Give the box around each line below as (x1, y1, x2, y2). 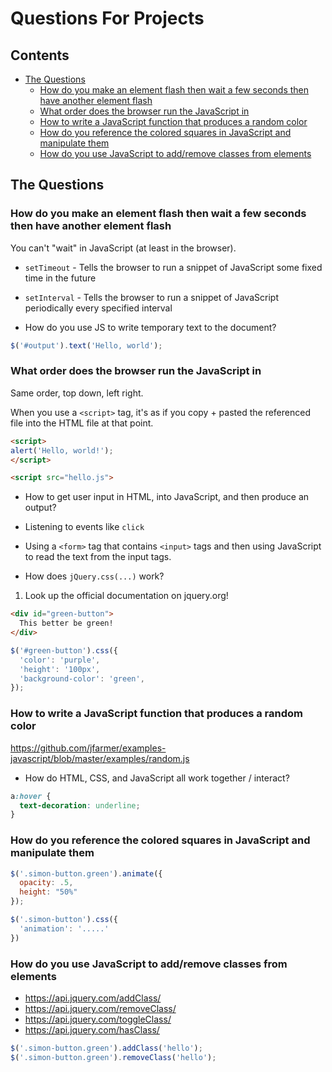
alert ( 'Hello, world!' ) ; (10, 445, 114, 456)
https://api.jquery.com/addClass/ (24, 992, 162, 1004)
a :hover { (10, 791, 52, 801)
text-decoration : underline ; (19, 800, 141, 811)
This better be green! (19, 618, 114, 629)
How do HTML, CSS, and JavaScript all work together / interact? (24, 772, 290, 784)
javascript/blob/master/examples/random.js (10, 752, 190, 764)
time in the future (24, 272, 97, 284)
